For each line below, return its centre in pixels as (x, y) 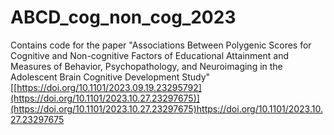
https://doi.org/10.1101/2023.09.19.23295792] (109, 87)
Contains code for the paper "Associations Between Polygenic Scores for (161, 45)
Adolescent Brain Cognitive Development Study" (110, 77)
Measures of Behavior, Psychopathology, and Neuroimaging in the (146, 66)
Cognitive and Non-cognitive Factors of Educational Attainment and (150, 55)
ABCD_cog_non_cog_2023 (123, 17)
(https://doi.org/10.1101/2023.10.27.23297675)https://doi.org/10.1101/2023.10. (166, 108)
